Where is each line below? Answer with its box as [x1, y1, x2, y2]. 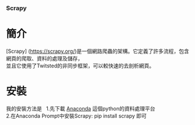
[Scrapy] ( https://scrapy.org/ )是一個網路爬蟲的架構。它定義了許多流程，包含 [6, 48, 190, 55]
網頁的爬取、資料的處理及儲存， [6, 55, 83, 62]
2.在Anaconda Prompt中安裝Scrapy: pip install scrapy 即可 [6, 112, 147, 119]
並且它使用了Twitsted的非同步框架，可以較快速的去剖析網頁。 [6, 62, 155, 69]
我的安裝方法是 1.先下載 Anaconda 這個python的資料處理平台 [6, 105, 156, 112]
